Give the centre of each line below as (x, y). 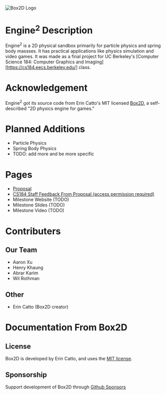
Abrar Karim (25, 273)
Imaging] (94, 62)
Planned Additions (45, 129)
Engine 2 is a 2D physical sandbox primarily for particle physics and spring (83, 45)
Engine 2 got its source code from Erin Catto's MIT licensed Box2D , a (77, 102)
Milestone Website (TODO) (41, 200)
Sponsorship (26, 375)
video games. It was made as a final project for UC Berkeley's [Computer (82, 56)
